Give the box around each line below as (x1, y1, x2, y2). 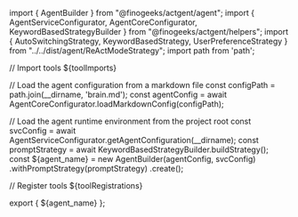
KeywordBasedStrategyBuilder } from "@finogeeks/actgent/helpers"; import (9, 27, 289, 36)
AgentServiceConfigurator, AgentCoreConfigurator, (9, 17, 197, 28)
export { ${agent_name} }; (9, 197, 106, 208)
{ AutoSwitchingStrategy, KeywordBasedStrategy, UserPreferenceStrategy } (9, 36, 288, 46)
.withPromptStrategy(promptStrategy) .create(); (9, 164, 184, 173)
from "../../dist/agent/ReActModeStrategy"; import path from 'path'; (9, 45, 255, 56)
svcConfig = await (9, 125, 77, 136)
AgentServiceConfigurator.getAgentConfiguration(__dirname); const (9, 135, 260, 145)
